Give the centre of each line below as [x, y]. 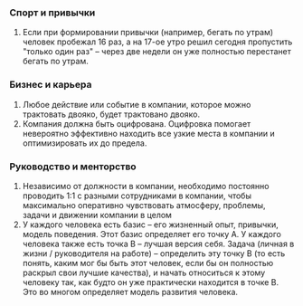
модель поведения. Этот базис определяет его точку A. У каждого [152, 234]
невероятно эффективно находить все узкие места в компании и [149, 133]
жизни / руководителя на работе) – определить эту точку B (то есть [154, 253]
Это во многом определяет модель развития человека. [130, 292]
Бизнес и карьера [51, 85]
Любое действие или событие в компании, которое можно [137, 104]
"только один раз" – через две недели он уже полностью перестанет [157, 52]
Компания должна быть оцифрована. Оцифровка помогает [137, 123]
